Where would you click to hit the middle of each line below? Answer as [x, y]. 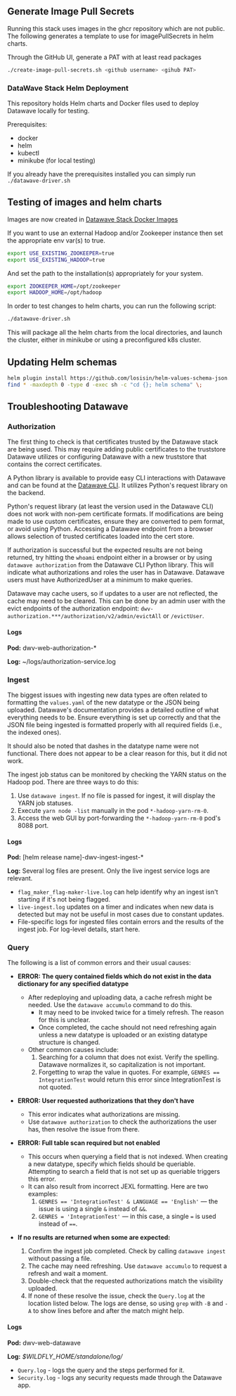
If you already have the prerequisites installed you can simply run [101, 174]
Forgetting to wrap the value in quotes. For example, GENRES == [129, 1072]
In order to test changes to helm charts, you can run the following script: [112, 306]
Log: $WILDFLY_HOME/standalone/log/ [65, 1356]
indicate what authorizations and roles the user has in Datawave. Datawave [116, 572]
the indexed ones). [34, 732]
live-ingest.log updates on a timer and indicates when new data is [116, 907]
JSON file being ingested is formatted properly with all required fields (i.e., [115, 724]
